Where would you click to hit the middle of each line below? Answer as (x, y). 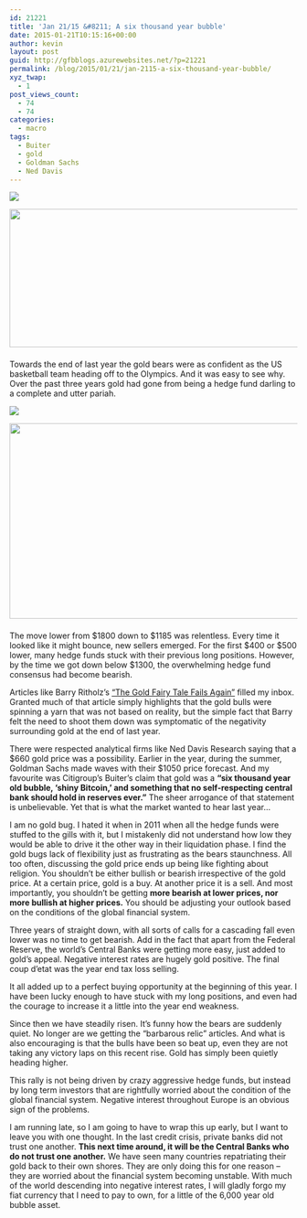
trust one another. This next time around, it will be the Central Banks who (149, 1147)
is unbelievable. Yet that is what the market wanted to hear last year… (140, 807)
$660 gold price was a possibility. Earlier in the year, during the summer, (146, 759)
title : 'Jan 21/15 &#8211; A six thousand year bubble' (118, 27)
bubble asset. (35, 1205)
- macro (32, 129)
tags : (20, 137)
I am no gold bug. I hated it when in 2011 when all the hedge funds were (144, 825)
